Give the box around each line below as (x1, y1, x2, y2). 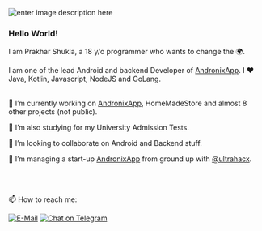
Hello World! (8, 28, 59, 39)
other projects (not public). (8, 107, 98, 117)
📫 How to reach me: (8, 195, 78, 204)
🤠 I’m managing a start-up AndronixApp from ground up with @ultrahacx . (8, 154, 252, 164)
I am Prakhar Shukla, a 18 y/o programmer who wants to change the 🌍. (8, 47, 245, 57)
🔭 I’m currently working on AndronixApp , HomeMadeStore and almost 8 (8, 98, 247, 109)
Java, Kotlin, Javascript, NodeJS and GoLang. (8, 74, 162, 84)
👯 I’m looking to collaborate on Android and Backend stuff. (8, 139, 202, 148)
